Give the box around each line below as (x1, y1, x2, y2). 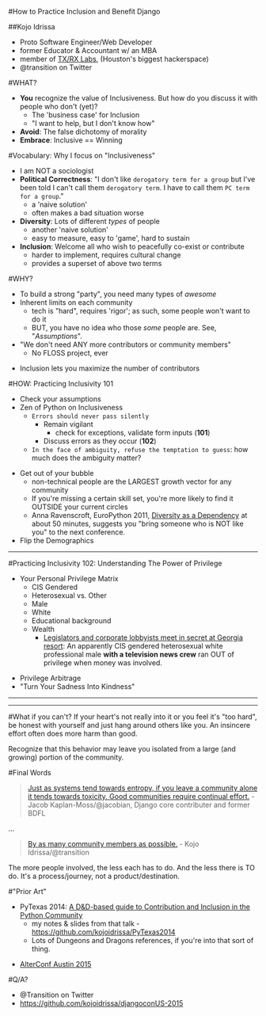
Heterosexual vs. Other (31, 591, 107, 600)
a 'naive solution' (31, 200, 88, 209)
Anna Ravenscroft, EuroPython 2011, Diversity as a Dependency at (31, 511, 248, 519)
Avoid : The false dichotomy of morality (19, 127, 147, 136)
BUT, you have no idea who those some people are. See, (31, 323, 217, 332)
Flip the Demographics (19, 536, 94, 545)
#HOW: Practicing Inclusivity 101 (8, 379, 113, 388)
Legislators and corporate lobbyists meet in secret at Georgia (43, 633, 243, 642)
